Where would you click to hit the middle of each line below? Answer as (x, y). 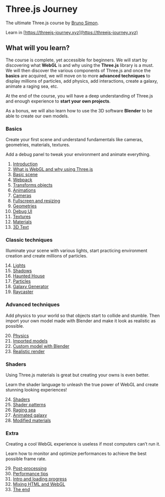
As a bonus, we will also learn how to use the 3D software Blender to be (79, 110)
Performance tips (30, 474)
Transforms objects (33, 185)
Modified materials (32, 420)
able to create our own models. (37, 116)
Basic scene (25, 175)
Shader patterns (29, 404)
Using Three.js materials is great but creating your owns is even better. (78, 375)
